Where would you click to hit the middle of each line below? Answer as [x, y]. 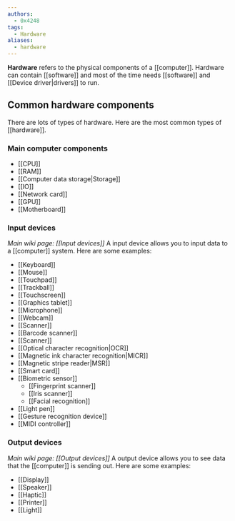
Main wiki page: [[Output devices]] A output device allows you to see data [117, 458]
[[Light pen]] [36, 409]
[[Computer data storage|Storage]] [69, 179]
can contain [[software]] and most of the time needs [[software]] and [109, 75]
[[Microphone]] [40, 310]
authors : [20, 14]
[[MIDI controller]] [44, 424]
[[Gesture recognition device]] [62, 416]
